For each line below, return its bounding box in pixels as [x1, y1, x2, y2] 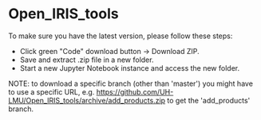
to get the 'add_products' [167, 95, 251, 105]
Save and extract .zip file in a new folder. [19, 55, 154, 64]
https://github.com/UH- [96, 87, 174, 96]
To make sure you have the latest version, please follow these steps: [8, 31, 233, 41]
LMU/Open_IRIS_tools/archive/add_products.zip [8, 95, 166, 105]
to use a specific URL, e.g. [8, 87, 95, 96]
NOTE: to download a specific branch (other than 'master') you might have [8, 79, 254, 88]
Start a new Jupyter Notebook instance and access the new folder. [19, 63, 240, 72]
